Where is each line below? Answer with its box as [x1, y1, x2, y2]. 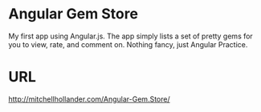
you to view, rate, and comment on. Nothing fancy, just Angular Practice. [8, 39, 248, 49]
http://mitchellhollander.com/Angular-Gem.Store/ [8, 94, 170, 104]
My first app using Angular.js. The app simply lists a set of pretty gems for [8, 31, 253, 41]
